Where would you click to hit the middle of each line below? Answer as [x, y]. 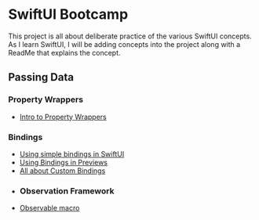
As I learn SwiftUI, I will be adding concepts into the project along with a [124, 44]
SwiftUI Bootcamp [68, 14]
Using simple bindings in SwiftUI [72, 153]
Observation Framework [67, 191]
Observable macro [49, 208]
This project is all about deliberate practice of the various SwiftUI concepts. [130, 36]
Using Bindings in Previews [64, 162]
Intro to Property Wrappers [63, 117]
